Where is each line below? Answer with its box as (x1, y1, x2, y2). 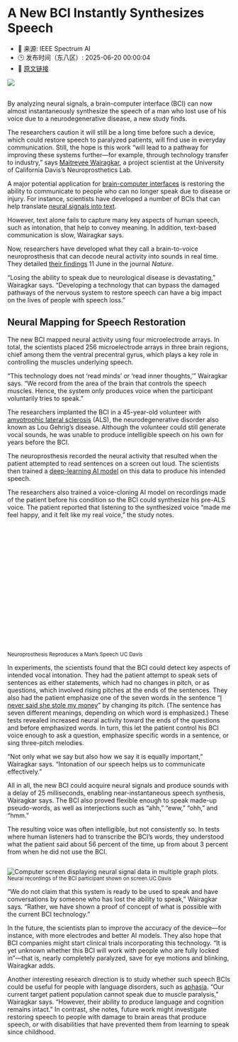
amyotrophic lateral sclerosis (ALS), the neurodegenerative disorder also (7, 415, 220, 424)
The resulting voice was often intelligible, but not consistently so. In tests (7, 825, 220, 834)
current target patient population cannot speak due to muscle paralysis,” (7, 990, 219, 999)
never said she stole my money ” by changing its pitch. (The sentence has (7, 701, 222, 710)
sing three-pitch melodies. (7, 739, 84, 747)
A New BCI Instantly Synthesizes (7, 5, 205, 21)
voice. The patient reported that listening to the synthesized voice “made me (7, 503, 231, 511)
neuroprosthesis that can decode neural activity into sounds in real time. (7, 251, 219, 260)
